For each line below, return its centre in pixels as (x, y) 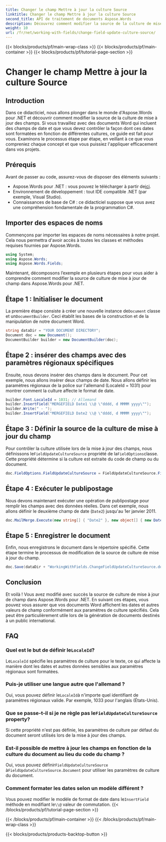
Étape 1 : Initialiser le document (54, 299)
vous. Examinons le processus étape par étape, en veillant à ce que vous (80, 139)
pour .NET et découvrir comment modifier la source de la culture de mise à (82, 118)
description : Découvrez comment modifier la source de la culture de (79, 23)
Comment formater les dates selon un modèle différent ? (75, 788)
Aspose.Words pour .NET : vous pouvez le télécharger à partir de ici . (82, 186)
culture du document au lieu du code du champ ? (65, 754)
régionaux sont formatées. (33, 671)
